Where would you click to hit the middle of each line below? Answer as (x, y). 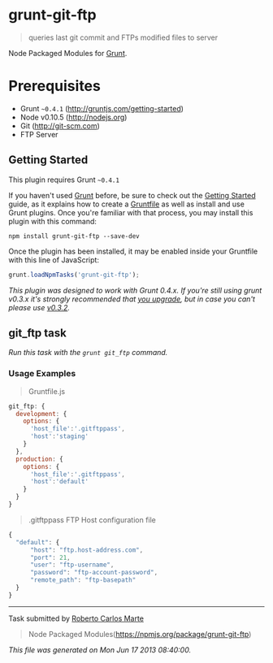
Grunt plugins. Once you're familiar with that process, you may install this (131, 212)
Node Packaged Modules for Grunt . (68, 53)
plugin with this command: (53, 221)
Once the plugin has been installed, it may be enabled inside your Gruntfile (133, 251)
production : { (39, 459)
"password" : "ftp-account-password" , (94, 573)
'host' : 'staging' (59, 436)
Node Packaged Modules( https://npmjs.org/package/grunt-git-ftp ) (140, 634)
